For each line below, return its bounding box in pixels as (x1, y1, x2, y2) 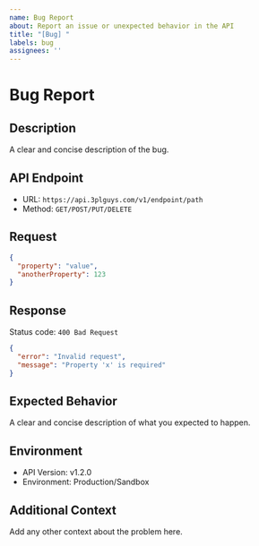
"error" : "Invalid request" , (17, 352, 126, 361)
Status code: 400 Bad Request (9, 327, 119, 337)
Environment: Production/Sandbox (22, 476, 150, 488)
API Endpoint (9, 170, 83, 185)
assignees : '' (9, 47, 63, 55)
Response (9, 303, 67, 318)
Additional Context (9, 502, 117, 517)
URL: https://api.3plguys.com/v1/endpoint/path (22, 193, 203, 204)
